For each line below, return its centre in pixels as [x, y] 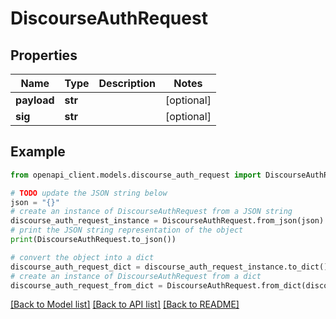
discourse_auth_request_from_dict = [86, 285]
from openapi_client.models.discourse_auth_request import [136, 175]
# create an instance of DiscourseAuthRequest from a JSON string [151, 212]
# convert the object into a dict [82, 257]
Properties [44, 55]
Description [127, 83]
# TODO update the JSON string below [89, 193]
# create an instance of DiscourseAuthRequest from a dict [136, 276]
